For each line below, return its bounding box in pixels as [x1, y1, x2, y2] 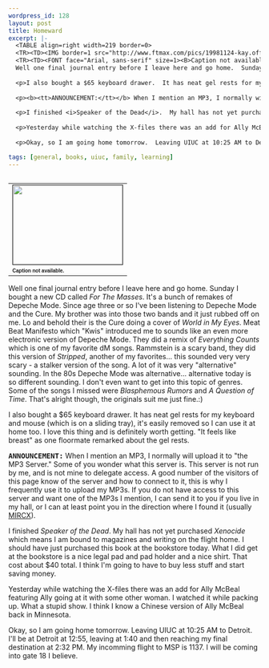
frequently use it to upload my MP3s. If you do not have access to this [8, 485, 239, 495]
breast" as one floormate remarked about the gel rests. [8, 435, 190, 445]
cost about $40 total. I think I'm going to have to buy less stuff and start [8, 561, 245, 570]
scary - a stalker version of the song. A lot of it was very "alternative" [8, 360, 237, 370]
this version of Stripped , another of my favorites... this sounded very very [8, 352, 251, 362]
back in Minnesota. [8, 610, 71, 620]
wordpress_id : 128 [8, 11, 70, 20]
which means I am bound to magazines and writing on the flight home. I [8, 535, 244, 545]
